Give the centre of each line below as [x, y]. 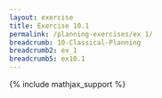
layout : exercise [41, 17]
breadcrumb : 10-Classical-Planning [75, 42]
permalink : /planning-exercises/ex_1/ [81, 34]
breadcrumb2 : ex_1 [43, 51]
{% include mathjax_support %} [68, 84]
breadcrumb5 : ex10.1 [48, 59]
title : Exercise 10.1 [49, 26]
